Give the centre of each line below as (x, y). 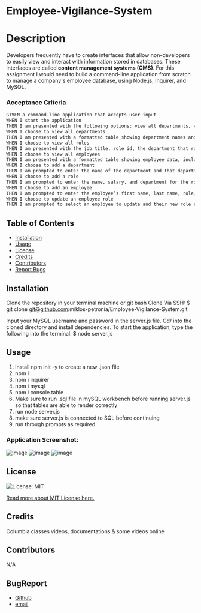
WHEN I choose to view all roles (48, 143)
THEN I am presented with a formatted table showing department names (96, 137)
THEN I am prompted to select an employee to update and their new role (99, 204)
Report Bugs (30, 270)
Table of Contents (40, 223)
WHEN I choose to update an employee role (60, 199)
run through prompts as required (55, 424)
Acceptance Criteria (36, 103)
